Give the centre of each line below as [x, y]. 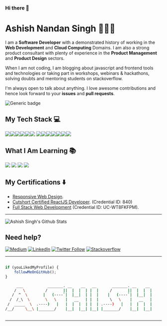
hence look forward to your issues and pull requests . [60, 93]
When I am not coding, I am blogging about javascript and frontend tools [79, 68]
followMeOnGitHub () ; [35, 272]
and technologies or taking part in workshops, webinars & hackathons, [78, 73]
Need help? [23, 237]
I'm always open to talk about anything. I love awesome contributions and [80, 88]
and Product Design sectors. [35, 58]
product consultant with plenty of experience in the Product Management [81, 53]
